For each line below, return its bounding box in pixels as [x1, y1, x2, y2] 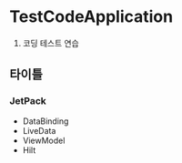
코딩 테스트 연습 [22, 37, 79, 48]
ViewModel [22, 135, 66, 146]
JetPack [9, 95, 47, 107]
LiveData [22, 125, 56, 136]
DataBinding [22, 116, 69, 127]
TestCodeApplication [9, 6, 174, 27]
